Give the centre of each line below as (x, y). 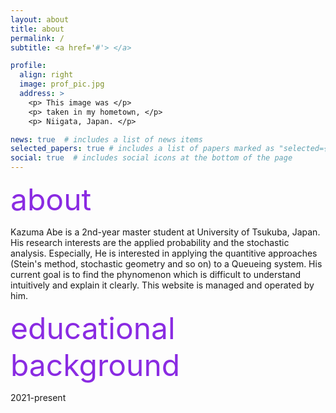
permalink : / (37, 38)
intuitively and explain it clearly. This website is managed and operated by (162, 285)
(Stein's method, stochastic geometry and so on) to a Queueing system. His (166, 264)
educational (93, 328)
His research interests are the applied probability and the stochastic (150, 242)
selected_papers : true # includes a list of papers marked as (142, 149)
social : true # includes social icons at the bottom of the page (151, 158)
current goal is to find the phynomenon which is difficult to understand (156, 274)
